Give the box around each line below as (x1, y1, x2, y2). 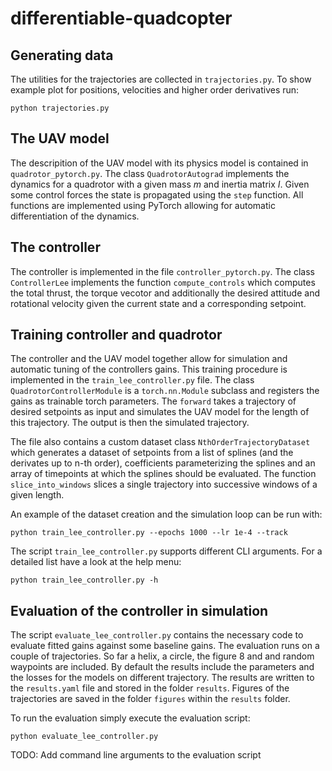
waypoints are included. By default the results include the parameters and (10, 661, 315, 673)
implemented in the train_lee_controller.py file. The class (10, 374, 255, 386)
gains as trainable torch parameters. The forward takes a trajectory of (10, 395, 297, 407)
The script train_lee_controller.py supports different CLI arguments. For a (10, 545, 323, 557)
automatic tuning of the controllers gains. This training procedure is (10, 363, 288, 376)
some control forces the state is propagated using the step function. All (10, 188, 304, 201)
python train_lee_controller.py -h (10, 575, 159, 586)
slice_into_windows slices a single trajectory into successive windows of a (10, 478, 318, 491)
